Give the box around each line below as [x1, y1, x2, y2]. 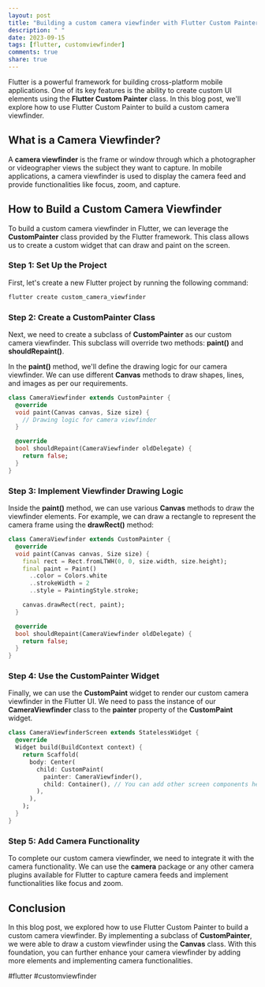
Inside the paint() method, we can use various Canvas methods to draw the [8, 503, 255, 513]
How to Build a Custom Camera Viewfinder [8, 203, 222, 216]
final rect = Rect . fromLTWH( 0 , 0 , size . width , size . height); [22, 557, 228, 565]
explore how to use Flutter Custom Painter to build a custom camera [8, 102, 230, 111]
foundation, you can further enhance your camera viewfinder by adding [8, 948, 241, 957]
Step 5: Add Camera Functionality [8, 836, 140, 847]
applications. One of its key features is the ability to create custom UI [8, 85, 233, 95]
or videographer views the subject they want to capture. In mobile [8, 163, 222, 172]
